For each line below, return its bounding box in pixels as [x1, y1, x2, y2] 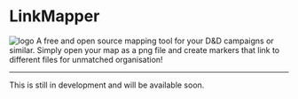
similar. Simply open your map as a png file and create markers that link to [9, 44, 280, 55]
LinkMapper [9, 6, 100, 27]
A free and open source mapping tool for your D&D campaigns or [35, 35, 275, 46]
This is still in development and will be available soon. [9, 80, 205, 90]
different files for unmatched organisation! [9, 54, 163, 65]
